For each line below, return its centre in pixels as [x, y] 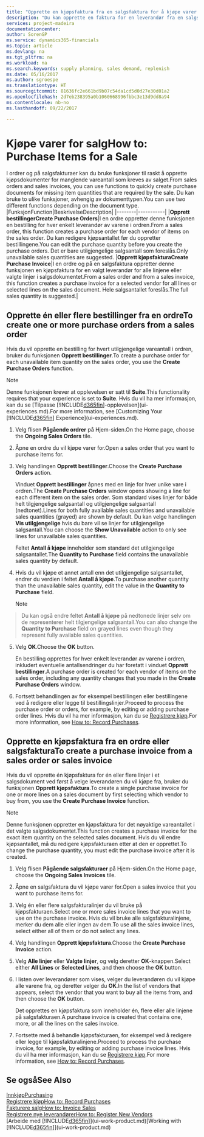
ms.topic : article [29, 46]
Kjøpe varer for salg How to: [77, 143]
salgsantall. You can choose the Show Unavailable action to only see [101, 530]
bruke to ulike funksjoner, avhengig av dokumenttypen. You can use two [96, 199]
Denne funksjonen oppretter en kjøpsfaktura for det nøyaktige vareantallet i [101, 825]
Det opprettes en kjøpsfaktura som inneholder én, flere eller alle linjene [104, 1010]
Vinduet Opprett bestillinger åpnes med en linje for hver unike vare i [101, 485]
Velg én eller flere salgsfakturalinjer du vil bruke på [79, 905]
